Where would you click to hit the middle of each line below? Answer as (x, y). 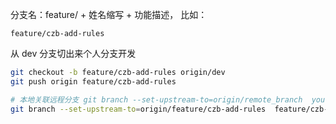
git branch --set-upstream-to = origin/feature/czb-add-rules (138, 109)
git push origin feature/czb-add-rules (93, 81)
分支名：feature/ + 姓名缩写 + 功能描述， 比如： (109, 14)
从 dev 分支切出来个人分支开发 (73, 53)
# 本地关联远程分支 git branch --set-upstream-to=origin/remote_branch (156, 99)
